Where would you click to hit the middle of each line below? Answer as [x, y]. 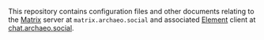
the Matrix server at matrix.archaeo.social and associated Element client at [132, 20]
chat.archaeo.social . [41, 28]
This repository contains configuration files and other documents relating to [131, 11]
